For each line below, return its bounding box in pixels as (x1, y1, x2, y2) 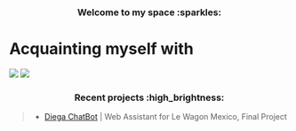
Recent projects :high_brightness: (74, 91, 225, 104)
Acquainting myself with (9, 39, 194, 59)
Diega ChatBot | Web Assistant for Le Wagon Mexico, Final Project (44, 112, 287, 122)
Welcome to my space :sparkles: (76, 6, 222, 19)
